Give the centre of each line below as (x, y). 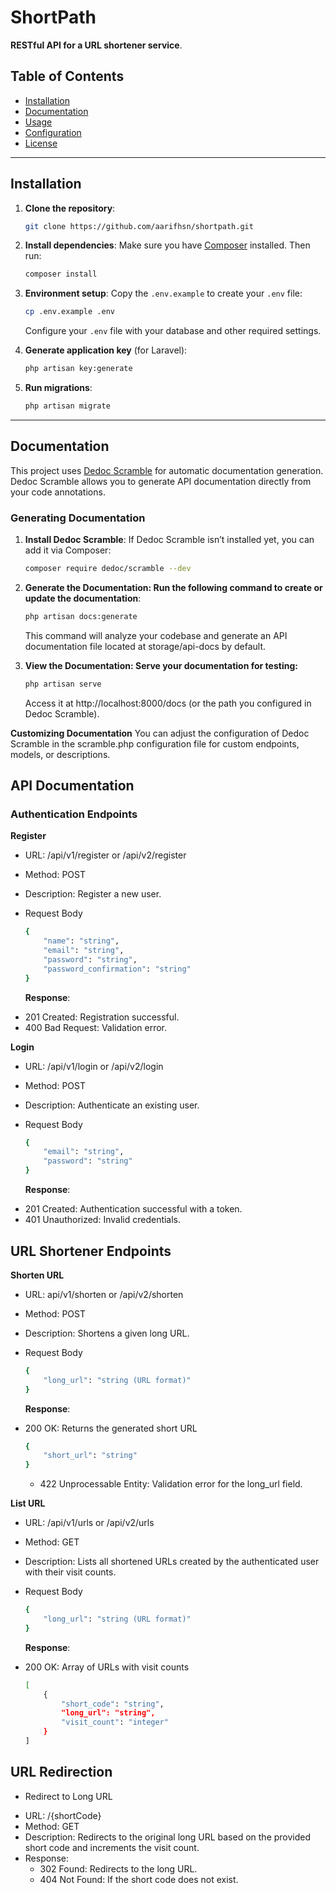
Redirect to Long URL (68, 1796)
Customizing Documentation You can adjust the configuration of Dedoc (160, 733)
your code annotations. (58, 492)
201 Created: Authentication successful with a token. (133, 1209)
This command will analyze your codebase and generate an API (156, 635)
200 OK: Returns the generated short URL (111, 1428)
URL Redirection (61, 1772)
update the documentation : (83, 598)
